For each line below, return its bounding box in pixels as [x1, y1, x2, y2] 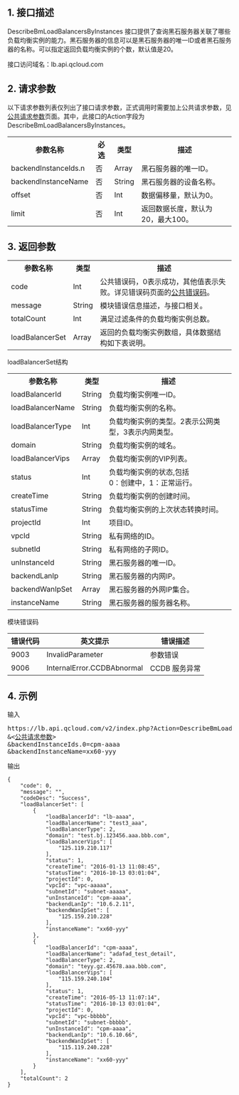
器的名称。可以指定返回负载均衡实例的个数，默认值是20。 [7, 45, 178, 53]
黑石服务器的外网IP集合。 [109, 585, 194, 594]
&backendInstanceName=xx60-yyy [7, 748, 117, 756]
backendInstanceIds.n [11, 163, 85, 173]
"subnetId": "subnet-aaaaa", [45, 889, 132, 896]
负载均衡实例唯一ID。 [109, 390, 180, 400]
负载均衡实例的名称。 [109, 403, 181, 413]
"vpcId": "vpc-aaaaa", [45, 882, 113, 889]
